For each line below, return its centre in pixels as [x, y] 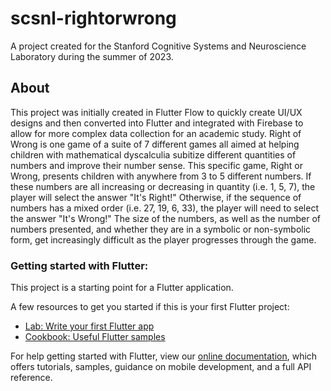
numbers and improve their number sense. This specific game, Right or [156, 165]
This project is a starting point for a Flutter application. [122, 288]
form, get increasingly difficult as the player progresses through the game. [163, 239]
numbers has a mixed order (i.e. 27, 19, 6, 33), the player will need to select [165, 208]
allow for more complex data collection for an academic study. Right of [156, 133]
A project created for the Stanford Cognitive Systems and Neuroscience [158, 46]
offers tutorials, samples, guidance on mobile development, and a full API [161, 367]
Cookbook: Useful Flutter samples [95, 337]
